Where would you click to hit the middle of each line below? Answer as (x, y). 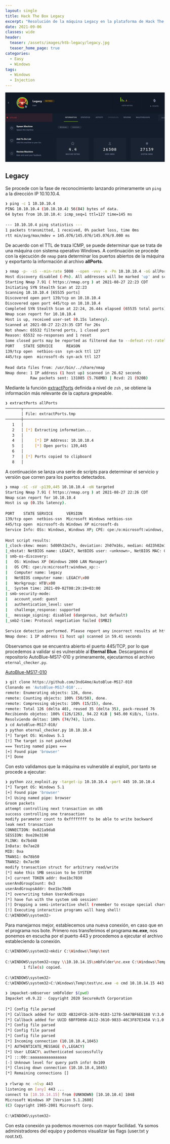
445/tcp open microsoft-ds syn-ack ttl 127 (53, 357)
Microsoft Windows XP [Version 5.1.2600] (50, 1100)
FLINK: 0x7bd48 (21, 841)
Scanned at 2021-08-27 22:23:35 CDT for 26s (53, 325)
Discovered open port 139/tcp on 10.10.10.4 (53, 298)
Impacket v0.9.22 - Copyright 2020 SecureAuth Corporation (69, 999)
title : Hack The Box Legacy (35, 16)
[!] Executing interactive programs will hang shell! (63, 910)
